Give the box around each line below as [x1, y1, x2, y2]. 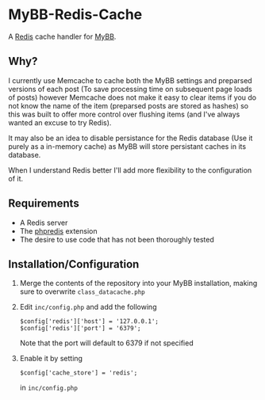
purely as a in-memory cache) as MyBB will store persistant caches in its [8, 141, 247, 151]
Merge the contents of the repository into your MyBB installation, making [19, 279, 258, 288]
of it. [8, 173, 24, 183]
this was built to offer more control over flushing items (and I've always [8, 109, 240, 119]
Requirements [8, 196, 79, 211]
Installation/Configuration [8, 257, 140, 271]
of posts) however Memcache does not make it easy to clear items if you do [8, 93, 256, 102]
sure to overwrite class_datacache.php [19, 287, 145, 296]
